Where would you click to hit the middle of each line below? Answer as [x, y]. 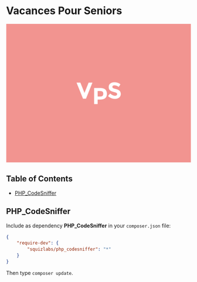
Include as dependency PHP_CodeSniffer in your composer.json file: [89, 225]
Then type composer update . [40, 273]
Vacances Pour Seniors [64, 11]
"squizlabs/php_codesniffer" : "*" [69, 249]
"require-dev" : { [38, 243]
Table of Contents [40, 179]
